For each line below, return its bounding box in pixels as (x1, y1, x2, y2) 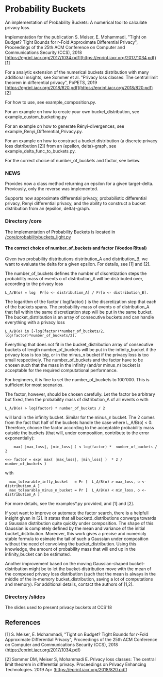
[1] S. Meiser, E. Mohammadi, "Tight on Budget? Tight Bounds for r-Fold (5, 631, 148, 637)
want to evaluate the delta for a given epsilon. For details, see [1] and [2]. (5, 261, 151, 267)
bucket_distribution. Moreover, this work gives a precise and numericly (5, 530, 147, 536)
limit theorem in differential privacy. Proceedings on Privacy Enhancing (5, 661, 147, 667)
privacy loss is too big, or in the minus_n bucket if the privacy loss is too (5, 352, 149, 357)
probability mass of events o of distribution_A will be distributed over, (5, 275, 144, 281)
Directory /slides (5, 593, 45, 600)
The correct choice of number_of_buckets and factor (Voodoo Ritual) (5, 245, 147, 251)
